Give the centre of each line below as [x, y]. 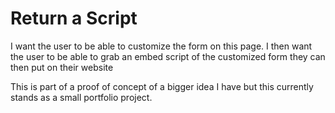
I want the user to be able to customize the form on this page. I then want [161, 46]
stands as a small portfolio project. [81, 97]
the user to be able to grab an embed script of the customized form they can [168, 56]
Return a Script [74, 18]
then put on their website [62, 67]
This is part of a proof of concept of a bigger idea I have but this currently [162, 86]
